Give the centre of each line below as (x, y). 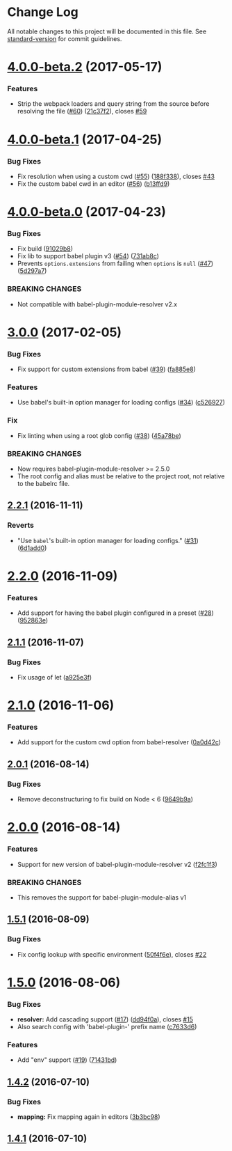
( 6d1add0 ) (32, 548)
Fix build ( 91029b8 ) (45, 249)
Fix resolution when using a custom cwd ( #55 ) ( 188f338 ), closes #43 (116, 176)
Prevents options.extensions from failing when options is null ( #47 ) (115, 264)
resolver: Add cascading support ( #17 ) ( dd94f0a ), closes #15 (105, 1019)
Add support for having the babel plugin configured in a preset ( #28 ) (115, 613)
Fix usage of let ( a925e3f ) (55, 677)
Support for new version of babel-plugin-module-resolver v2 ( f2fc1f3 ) (117, 864)
